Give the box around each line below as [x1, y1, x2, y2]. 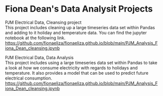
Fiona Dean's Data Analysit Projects [5, 3, 153, 15]
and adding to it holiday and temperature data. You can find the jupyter [5, 30, 147, 35]
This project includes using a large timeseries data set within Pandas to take [5, 60, 158, 65]
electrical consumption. [5, 75, 53, 81]
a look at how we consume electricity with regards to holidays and [5, 64, 138, 71]
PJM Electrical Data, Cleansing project [5, 19, 82, 25]
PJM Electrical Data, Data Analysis [5, 54, 74, 60]
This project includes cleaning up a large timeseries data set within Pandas [5, 24, 155, 30]
